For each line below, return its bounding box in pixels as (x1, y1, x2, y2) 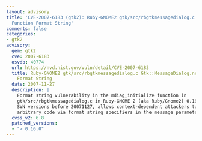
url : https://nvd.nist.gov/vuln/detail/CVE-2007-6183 (11, 64, 149, 71)
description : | (11, 87, 50, 93)
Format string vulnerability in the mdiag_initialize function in (17, 92, 187, 98)
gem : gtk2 (11, 48, 36, 54)
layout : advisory (6, 8, 50, 15)
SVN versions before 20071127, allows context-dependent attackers (17, 103, 189, 110)
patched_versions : (11, 121, 58, 127)
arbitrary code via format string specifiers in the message (17, 109, 173, 115)
